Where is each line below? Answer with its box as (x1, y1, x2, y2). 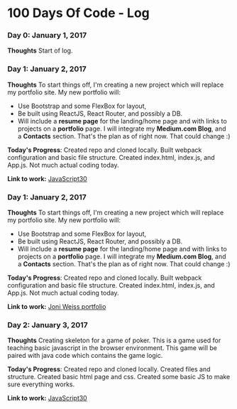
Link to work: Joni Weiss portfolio (7, 302, 106, 311)
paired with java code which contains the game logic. (7, 351, 163, 360)
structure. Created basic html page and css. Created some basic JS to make (7, 373, 231, 381)
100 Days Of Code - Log (7, 5, 150, 21)
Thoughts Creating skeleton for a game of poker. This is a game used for (7, 336, 221, 345)
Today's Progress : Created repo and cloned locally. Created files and (7, 365, 211, 373)
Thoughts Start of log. (7, 46, 73, 55)
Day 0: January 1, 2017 (7, 31, 87, 40)
